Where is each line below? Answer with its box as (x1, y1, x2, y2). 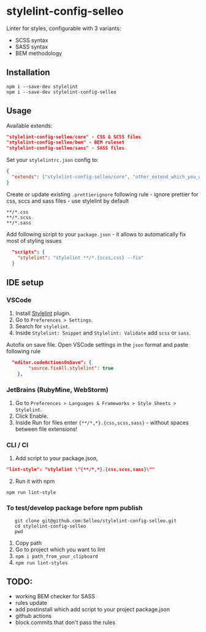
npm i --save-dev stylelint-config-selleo (6, 89, 116, 95)
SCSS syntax (15, 36, 48, 44)
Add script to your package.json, (15, 455, 98, 462)
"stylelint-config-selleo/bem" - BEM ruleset (6, 139, 124, 145)
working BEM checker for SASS (15, 593, 96, 600)
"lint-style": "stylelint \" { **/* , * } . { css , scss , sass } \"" (6, 466, 155, 473)
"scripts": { (12, 249, 45, 255)
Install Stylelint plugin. (15, 310, 71, 317)
